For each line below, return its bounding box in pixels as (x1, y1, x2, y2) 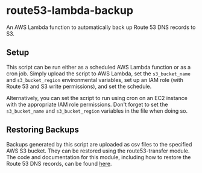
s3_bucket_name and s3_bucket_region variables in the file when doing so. (6, 107, 188, 115)
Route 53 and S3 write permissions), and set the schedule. (6, 83, 152, 90)
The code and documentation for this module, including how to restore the (6, 153, 191, 160)
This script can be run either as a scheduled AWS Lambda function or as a (6, 63, 191, 71)
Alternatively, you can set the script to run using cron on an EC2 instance (6, 94, 188, 101)
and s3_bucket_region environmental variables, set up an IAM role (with (6, 76, 184, 83)
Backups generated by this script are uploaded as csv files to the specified (6, 140, 192, 148)
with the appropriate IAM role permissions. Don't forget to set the (6, 101, 168, 108)
